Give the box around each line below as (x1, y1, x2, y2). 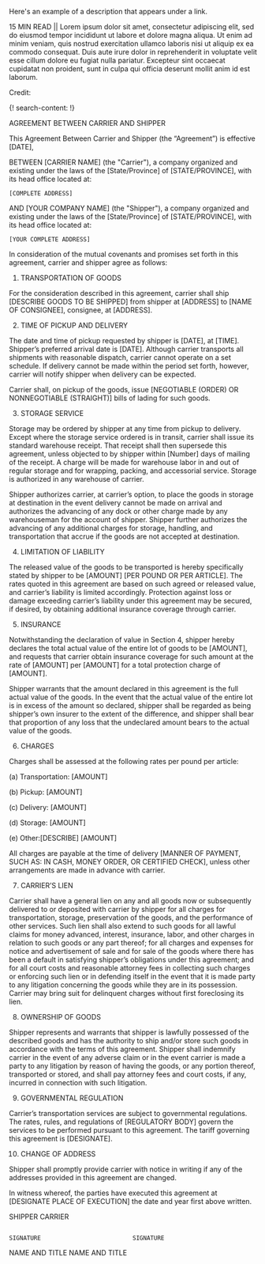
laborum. (9, 73, 39, 81)
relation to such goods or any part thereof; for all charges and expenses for (9, 938, 254, 948)
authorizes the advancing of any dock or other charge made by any (9, 506, 228, 516)
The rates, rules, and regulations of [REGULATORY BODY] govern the (9, 1117, 233, 1126)
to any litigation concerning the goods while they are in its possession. (9, 980, 237, 990)
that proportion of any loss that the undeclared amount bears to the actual (9, 717, 250, 727)
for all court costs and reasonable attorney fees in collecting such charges (9, 963, 251, 972)
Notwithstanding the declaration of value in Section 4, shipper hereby (9, 635, 235, 644)
